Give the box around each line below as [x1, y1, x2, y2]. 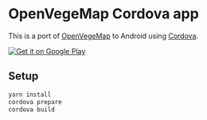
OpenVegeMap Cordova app [8, 5, 199, 23]
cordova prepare [8, 98, 62, 106]
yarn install [8, 91, 52, 99]
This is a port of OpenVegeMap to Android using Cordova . [8, 31, 199, 41]
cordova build [8, 105, 56, 114]
